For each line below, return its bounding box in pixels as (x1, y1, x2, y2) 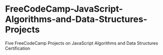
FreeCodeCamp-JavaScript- (5, 3, 123, 15)
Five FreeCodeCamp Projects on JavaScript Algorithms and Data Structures (5, 40, 159, 46)
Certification (5, 45, 30, 51)
